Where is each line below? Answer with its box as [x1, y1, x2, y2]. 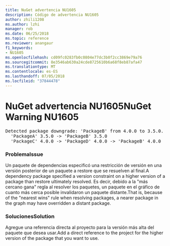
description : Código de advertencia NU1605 [5, 12, 99, 17]
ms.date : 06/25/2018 [5, 31, 49, 36]
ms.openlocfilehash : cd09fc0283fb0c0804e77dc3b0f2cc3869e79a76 [5, 54, 143, 60]
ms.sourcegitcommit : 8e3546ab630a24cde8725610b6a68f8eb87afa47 [5, 60, 143, 65]
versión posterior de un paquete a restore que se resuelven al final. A [5, 168, 149, 174]
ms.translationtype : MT [5, 64, 56, 69]
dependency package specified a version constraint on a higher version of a [5, 173, 165, 179]
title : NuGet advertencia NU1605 [5, 7, 76, 13]
